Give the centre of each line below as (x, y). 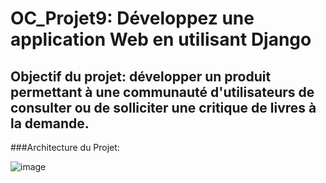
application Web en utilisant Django (161, 39)
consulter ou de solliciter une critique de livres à (163, 107)
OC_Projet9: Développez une (132, 18)
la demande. (50, 123)
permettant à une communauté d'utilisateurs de (162, 92)
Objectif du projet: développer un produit (141, 76)
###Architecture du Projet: (65, 147)
